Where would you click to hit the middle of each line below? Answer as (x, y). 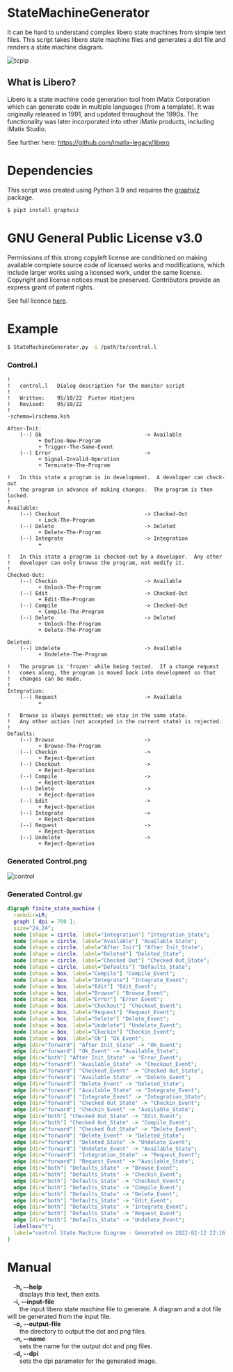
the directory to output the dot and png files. (83, 1331)
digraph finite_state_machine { (54, 909)
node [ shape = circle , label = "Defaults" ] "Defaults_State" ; (102, 967)
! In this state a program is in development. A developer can (105, 477)
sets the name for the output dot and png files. (86, 1346)
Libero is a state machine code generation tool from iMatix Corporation (109, 99)
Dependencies (50, 171)
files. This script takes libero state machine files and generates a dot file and (116, 39)
